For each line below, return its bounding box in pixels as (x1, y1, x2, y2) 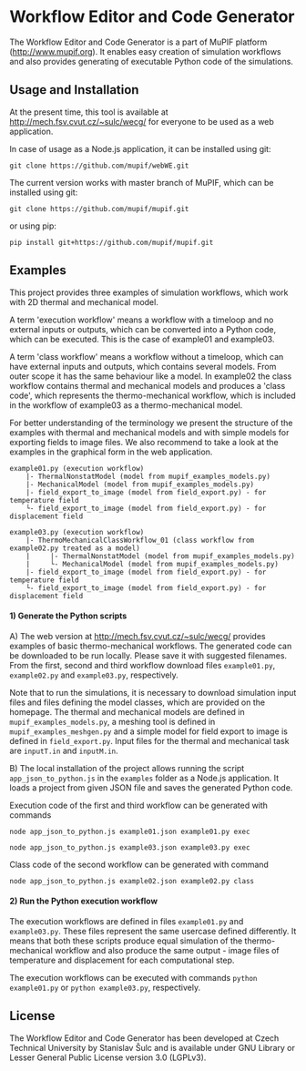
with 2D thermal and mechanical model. (9, 296, 159, 307)
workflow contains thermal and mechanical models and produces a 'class (9, 380, 286, 391)
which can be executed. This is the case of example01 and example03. (9, 333, 275, 344)
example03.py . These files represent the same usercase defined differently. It (9, 925, 297, 936)
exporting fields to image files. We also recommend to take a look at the (9, 436, 280, 447)
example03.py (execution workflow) (9, 527, 145, 536)
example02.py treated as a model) (9, 544, 141, 553)
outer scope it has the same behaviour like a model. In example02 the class (9, 371, 292, 382)
